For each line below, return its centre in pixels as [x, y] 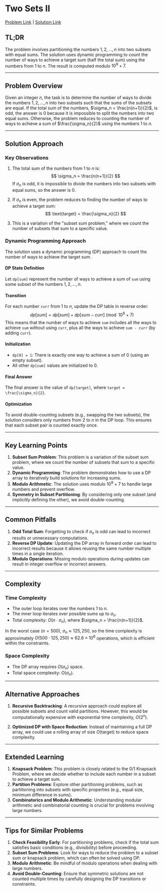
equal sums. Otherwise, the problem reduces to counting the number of [77, 119]
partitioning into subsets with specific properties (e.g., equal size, [78, 789]
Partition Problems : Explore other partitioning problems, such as [77, 785]
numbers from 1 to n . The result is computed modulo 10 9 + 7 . [66, 65]
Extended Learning [35, 757]
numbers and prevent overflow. [44, 489]
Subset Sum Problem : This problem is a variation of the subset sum [80, 457]
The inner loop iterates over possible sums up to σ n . [64, 614]
